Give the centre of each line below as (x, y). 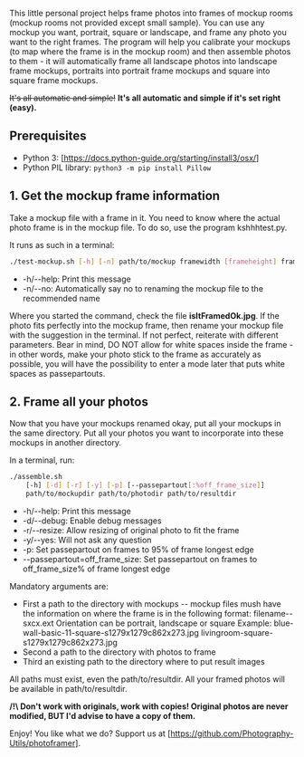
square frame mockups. (54, 80)
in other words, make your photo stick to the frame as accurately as (135, 354)
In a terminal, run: (42, 460)
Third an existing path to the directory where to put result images (143, 661)
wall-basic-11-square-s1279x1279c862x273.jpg (110, 632)
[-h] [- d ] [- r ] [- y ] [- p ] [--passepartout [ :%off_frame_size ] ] (145, 485)
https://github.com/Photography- (232, 733)
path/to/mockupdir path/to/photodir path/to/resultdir (131, 494)
